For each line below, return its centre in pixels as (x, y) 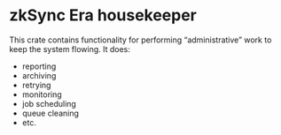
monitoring (42, 94)
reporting (39, 66)
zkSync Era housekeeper (103, 15)
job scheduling (49, 103)
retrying (36, 85)
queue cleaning (51, 113)
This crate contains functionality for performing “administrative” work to (140, 40)
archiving (39, 75)
